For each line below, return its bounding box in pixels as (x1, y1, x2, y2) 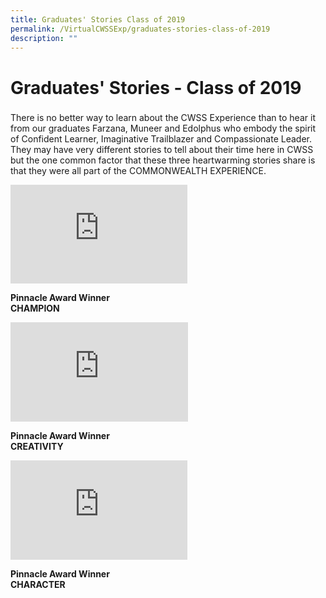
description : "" (10, 33, 78, 43)
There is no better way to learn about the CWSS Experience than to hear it (10, 112, 316, 124)
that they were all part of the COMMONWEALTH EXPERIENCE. (10, 165, 267, 177)
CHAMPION (10, 302, 60, 315)
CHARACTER (10, 579, 66, 591)
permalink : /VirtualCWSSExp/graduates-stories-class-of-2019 (10, 24, 271, 34)
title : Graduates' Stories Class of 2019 (10, 14, 186, 25)
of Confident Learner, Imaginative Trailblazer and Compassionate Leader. (10, 133, 312, 145)
